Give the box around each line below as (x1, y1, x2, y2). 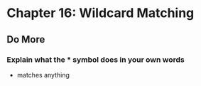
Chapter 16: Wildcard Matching (6, 5, 195, 21)
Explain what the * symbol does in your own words (6, 55, 185, 65)
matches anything (16, 70, 70, 79)
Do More (6, 33, 45, 45)
